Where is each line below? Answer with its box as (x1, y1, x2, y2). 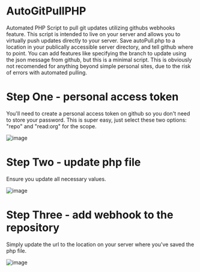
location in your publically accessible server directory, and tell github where (6, 43, 193, 51)
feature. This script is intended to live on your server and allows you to (6, 30, 181, 37)
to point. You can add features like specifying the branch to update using (6, 49, 187, 57)
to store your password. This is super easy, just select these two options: (6, 116, 187, 123)
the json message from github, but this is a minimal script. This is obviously (6, 56, 192, 63)
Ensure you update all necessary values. (6, 175, 106, 182)
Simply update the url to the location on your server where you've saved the (6, 241, 195, 248)
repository (6, 221, 60, 234)
